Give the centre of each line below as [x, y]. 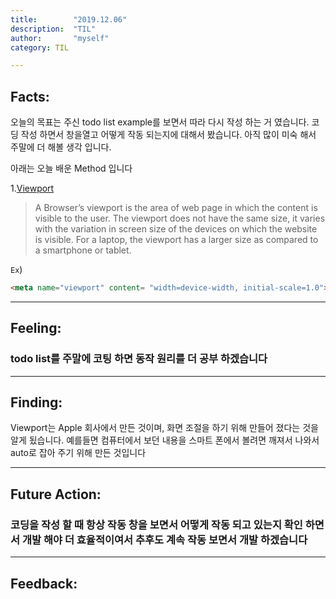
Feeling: [36, 328]
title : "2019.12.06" [69, 19]
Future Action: [56, 494]
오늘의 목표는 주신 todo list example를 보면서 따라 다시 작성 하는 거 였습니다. [160, 122]
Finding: [36, 402]
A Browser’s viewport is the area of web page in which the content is [176, 208]
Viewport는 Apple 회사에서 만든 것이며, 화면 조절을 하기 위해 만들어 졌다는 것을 [164, 428]
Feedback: [44, 583]
